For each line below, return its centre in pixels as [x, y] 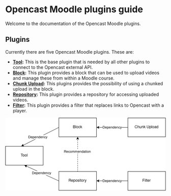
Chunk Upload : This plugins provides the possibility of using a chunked [88, 83]
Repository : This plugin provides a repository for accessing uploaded [86, 94]
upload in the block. [33, 89]
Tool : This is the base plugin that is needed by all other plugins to [81, 62]
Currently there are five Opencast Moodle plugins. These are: [69, 52]
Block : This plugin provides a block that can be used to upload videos [86, 72]
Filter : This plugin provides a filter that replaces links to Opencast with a [88, 105]
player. [20, 110]
